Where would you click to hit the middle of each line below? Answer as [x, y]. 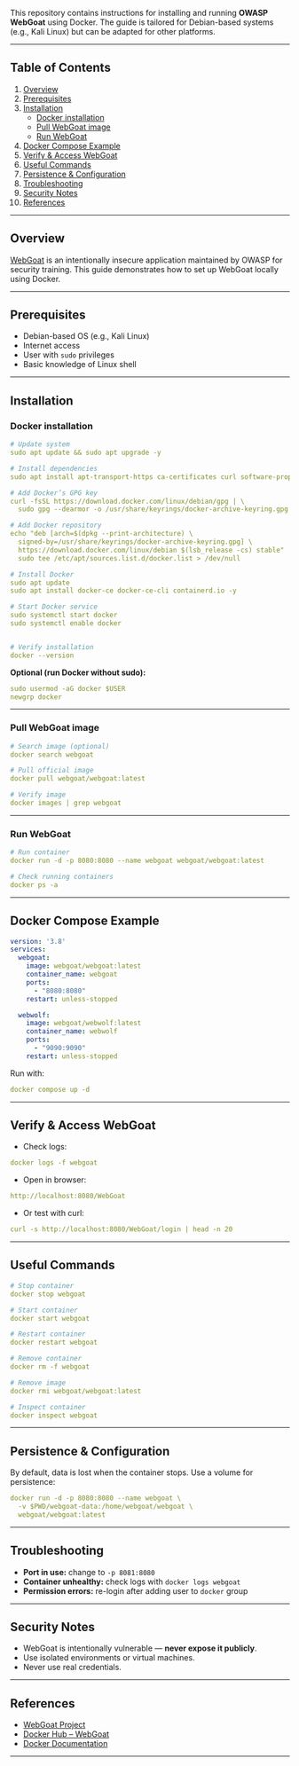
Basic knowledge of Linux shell [79, 365]
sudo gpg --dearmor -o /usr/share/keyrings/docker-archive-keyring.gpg [153, 509]
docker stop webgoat [48, 1294]
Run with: [28, 1073]
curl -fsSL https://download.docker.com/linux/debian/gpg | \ [127, 501]
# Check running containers [62, 876]
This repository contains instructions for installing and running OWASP [139, 13]
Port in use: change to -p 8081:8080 [89, 1572]
